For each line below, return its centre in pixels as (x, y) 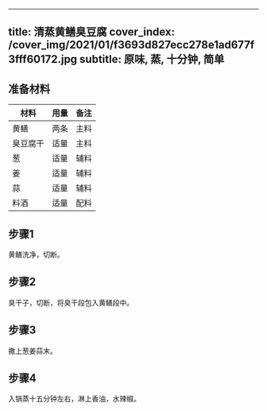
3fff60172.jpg (43, 59)
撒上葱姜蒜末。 (33, 351)
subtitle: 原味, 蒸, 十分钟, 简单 (152, 59)
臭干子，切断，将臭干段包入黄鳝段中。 (71, 302)
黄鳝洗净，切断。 (36, 254)
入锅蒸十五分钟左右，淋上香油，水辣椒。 (74, 399)
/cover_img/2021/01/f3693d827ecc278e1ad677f (132, 45)
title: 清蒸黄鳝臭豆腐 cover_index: (92, 32)
